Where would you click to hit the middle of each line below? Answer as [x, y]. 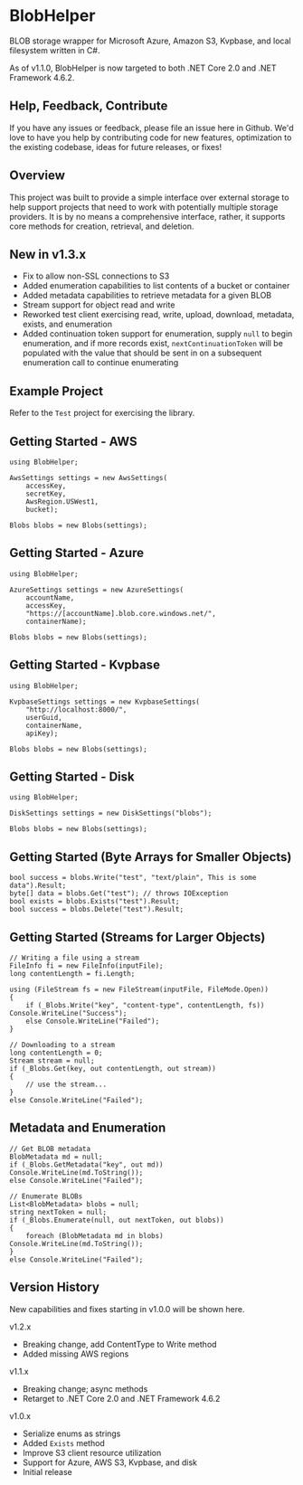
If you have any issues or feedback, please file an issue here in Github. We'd [151, 128]
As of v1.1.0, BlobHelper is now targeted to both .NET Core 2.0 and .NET [143, 68]
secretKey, [46, 494]
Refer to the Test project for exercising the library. [102, 413]
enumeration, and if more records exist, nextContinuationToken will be [152, 344]
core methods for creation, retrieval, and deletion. [102, 226]
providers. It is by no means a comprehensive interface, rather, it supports [147, 216]
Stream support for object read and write [99, 305]
